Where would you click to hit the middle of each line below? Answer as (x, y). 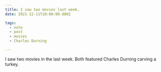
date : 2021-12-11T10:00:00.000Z (38, 14)
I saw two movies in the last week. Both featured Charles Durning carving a (81, 59)
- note (16, 27)
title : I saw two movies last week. (42, 9)
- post (16, 32)
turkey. (12, 64)
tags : (10, 23)
